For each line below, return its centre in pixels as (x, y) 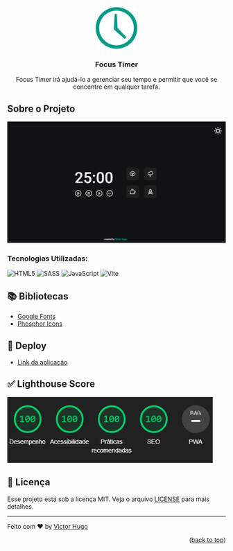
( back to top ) (207, 540)
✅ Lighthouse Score (51, 384)
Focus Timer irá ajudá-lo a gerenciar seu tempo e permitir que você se (116, 80)
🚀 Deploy (27, 346)
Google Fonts (36, 317)
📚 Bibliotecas (38, 296)
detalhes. (20, 506)
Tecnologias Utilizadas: (48, 259)
